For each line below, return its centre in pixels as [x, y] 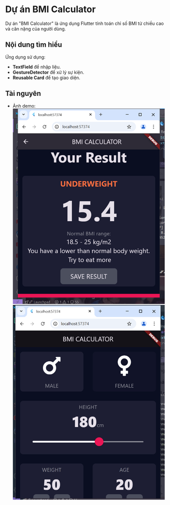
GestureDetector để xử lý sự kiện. [48, 72]
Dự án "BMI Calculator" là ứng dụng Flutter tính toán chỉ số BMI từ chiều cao [84, 23]
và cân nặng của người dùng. [36, 28]
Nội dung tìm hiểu [34, 45]
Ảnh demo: [24, 106]
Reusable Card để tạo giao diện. [46, 78]
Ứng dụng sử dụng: [25, 57]
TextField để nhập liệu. [37, 66]
